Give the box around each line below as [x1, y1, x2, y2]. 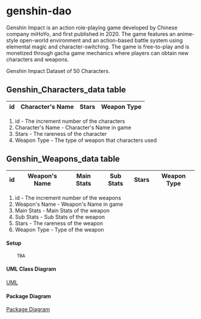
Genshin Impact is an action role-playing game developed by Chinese [6, 24, 178, 31]
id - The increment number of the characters [14, 117, 126, 124]
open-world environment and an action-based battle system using [19, 37, 183, 44]
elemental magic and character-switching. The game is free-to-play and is [6, 43, 190, 50]
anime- [176, 30, 195, 37]
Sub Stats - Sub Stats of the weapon [14, 213, 105, 220]
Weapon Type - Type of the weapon [14, 226, 105, 233]
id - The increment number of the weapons [14, 194, 121, 201]
